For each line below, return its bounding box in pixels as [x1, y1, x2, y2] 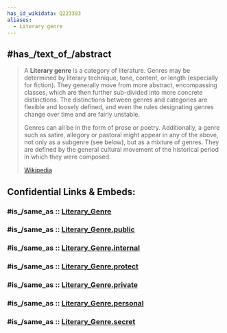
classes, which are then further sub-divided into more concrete [23, 89, 203, 97]
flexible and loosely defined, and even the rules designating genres [23, 103, 214, 111]
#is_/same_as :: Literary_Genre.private [7, 280, 139, 290]
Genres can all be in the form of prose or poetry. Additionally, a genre [23, 124, 220, 132]
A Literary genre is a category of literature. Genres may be [23, 67, 191, 75]
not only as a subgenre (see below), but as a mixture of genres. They [23, 138, 219, 146]
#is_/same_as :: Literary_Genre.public [7, 225, 135, 234]
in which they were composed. [23, 152, 111, 161]
